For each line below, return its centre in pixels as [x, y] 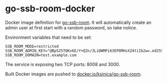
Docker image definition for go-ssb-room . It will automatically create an [78, 22]
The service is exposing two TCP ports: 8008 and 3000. [63, 64]
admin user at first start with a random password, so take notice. [71, 27]
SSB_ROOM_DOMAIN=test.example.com [41, 55]
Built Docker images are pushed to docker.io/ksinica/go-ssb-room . [74, 74]
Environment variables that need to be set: [48, 37]
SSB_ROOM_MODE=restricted [32, 46]
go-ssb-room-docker [50, 9]
